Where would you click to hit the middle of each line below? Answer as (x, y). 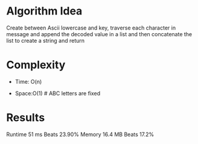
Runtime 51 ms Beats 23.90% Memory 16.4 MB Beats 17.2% (80, 134)
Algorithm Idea (44, 11)
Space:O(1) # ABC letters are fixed (58, 93)
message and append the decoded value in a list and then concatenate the (99, 34)
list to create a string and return (46, 40)
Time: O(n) (28, 81)
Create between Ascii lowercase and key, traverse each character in (91, 28)
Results (26, 118)
